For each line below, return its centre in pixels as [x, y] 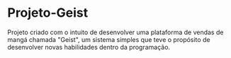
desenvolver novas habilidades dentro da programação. [89, 47]
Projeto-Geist [48, 13]
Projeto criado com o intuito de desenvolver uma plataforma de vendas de [115, 32]
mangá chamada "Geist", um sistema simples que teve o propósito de [109, 39]
